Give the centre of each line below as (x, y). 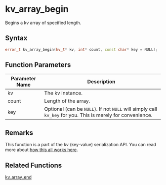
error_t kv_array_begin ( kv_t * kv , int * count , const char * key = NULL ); (82, 49)
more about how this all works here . (41, 150)
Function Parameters (38, 65)
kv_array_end (19, 177)
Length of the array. (67, 101)
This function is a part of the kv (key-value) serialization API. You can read (81, 145)
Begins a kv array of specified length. (43, 23)
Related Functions (34, 165)
